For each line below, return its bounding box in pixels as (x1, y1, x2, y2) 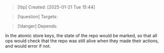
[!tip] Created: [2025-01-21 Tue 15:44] (17, 4, 95, 10)
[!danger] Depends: (17, 23, 58, 29)
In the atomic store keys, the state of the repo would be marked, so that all (5, 33, 158, 38)
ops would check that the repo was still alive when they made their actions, (5, 38, 159, 44)
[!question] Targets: (17, 14, 58, 19)
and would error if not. (5, 43, 51, 49)
